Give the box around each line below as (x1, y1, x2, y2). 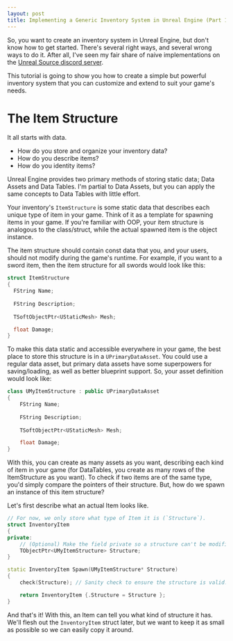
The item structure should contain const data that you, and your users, (7, 246, 209, 254)
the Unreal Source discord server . (7, 58, 104, 66)
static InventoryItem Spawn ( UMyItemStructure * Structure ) (7, 566, 178, 574)
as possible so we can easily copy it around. (7, 625, 134, 633)
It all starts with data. (7, 133, 67, 142)
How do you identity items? (17, 161, 96, 170)
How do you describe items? (17, 154, 99, 163)
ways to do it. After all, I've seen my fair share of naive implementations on (7, 50, 221, 59)
